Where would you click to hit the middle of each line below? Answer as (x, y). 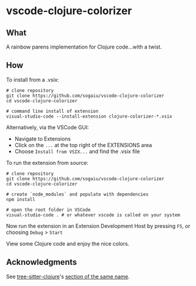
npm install (21, 199)
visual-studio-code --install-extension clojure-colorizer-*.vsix (89, 116)
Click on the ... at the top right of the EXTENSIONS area (83, 145)
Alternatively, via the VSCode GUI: (48, 127)
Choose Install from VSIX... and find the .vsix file (77, 151)
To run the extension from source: (47, 162)
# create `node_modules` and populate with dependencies (77, 194)
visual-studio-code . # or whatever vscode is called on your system (93, 215)
